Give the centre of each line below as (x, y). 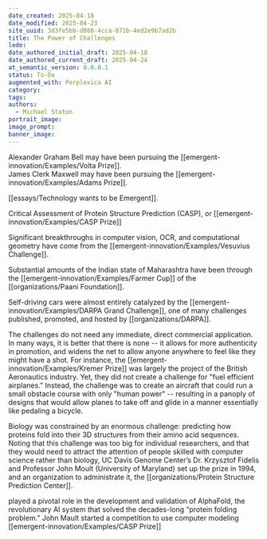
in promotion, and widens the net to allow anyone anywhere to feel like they (132, 351)
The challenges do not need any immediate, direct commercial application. (131, 334)
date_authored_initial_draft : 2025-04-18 (78, 53)
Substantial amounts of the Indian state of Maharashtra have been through (130, 269)
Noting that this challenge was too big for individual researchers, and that (129, 443)
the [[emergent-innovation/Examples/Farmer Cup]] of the (102, 278)
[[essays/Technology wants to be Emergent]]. (83, 198)
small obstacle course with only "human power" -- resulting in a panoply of (132, 393)
